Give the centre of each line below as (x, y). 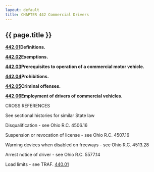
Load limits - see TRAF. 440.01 (37, 164)
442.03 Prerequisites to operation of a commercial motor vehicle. (75, 67)
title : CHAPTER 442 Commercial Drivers (47, 15)
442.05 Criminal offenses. (33, 86)
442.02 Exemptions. (27, 57)
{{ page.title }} (29, 35)
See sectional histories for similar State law (50, 116)
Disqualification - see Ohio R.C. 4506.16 (46, 125)
